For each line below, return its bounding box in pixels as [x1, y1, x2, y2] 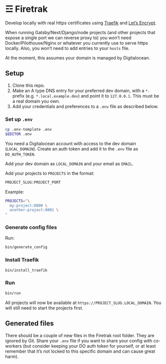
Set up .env [5, 115, 33, 122]
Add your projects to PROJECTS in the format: [5, 170, 95, 176]
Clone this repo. [12, 82, 45, 88]
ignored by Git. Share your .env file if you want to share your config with [5, 338, 153, 344]
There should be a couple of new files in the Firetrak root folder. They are [5, 332, 155, 338]
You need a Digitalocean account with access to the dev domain [5, 140, 136, 147]
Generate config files [5, 224, 57, 231]
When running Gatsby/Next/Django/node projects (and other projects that [5, 29, 156, 35]
